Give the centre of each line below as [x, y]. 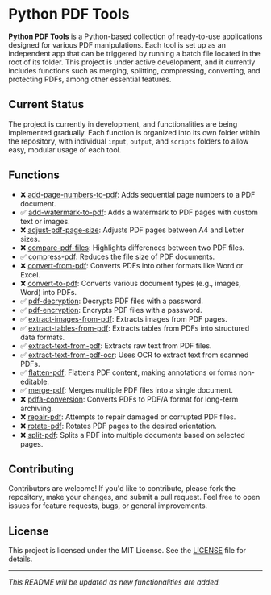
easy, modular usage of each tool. [65, 149]
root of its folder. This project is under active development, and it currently [132, 62]
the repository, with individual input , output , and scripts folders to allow [129, 141]
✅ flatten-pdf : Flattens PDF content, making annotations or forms [129, 372]
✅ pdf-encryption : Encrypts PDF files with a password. [111, 310]
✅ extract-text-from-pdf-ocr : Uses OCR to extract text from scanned [134, 355]
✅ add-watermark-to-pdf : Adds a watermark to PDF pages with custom [139, 212]
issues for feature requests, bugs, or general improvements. [108, 506]
